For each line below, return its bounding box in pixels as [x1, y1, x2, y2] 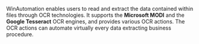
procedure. [6, 31, 34, 38]
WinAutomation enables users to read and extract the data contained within [6, 5, 194, 12]
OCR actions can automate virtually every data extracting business [6, 24, 171, 31]
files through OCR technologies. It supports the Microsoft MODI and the [6, 11, 185, 19]
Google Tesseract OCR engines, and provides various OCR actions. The [6, 18, 185, 25]
